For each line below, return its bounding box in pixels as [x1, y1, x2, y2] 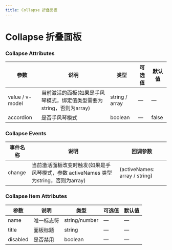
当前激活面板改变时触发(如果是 [31, 162, 106, 169]
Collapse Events [5, 130, 47, 137]
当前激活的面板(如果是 [41, 89, 95, 96]
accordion [8, 114, 32, 121]
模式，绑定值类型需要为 [46, 97, 103, 104]
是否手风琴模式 [41, 114, 78, 121]
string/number [63, 216, 99, 223]
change [8, 169, 27, 176]
